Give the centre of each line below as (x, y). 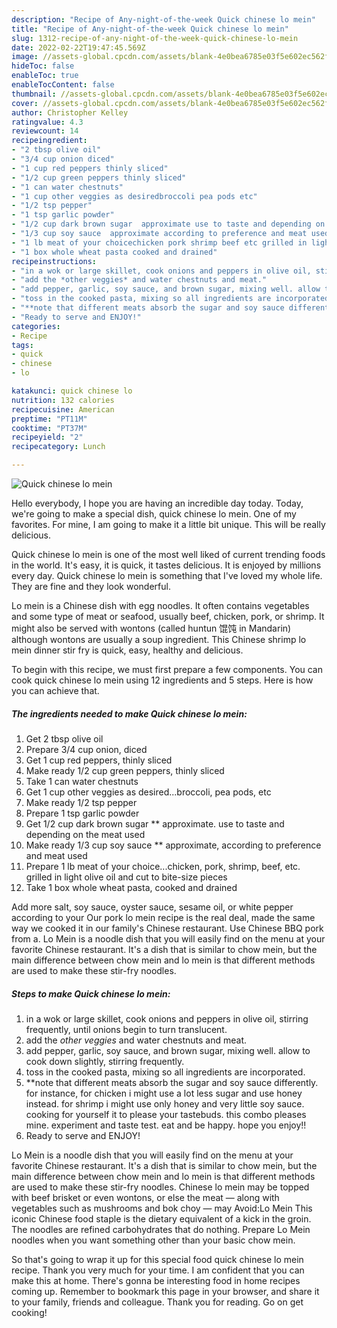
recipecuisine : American (63, 409)
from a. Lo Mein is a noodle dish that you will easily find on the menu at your (168, 938)
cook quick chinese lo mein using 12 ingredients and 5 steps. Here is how (162, 680)
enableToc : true (45, 76)
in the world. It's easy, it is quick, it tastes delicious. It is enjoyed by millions (166, 565)
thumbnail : (34, 94)
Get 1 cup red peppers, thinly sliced (99, 760)
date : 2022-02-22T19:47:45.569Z (78, 47)
